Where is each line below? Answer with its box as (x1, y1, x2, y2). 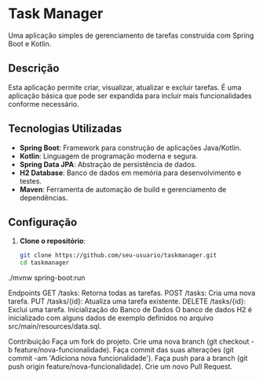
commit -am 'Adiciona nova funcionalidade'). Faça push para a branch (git (8, 354, 248, 363)
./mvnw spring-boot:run (8, 273, 86, 282)
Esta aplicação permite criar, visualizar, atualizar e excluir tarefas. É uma (8, 82, 242, 92)
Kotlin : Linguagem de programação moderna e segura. (19, 151, 199, 161)
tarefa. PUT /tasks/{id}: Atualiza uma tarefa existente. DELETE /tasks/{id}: (8, 297, 246, 306)
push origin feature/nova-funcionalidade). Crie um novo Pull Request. (8, 362, 233, 371)
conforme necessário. (8, 99, 80, 108)
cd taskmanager (19, 259, 70, 267)
